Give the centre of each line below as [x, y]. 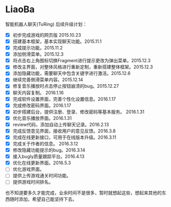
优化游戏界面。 [28, 169]
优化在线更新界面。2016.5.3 [42, 163]
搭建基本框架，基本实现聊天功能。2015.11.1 [57, 41]
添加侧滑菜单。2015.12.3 [38, 54]
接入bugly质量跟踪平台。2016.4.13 [48, 157]
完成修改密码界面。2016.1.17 [42, 105]
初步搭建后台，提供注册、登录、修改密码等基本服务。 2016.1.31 [78, 112]
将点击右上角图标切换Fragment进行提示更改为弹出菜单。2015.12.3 [81, 61]
